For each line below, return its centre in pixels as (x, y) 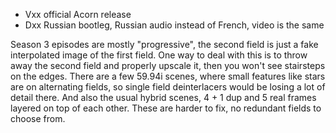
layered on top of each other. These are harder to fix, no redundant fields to (166, 108)
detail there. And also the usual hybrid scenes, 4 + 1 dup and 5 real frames (163, 97)
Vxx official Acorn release (78, 14)
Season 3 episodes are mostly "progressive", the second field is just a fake (164, 44)
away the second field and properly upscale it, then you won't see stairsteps (168, 65)
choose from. (38, 118)
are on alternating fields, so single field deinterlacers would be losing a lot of (168, 87)
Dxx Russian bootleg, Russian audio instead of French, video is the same (174, 25)
